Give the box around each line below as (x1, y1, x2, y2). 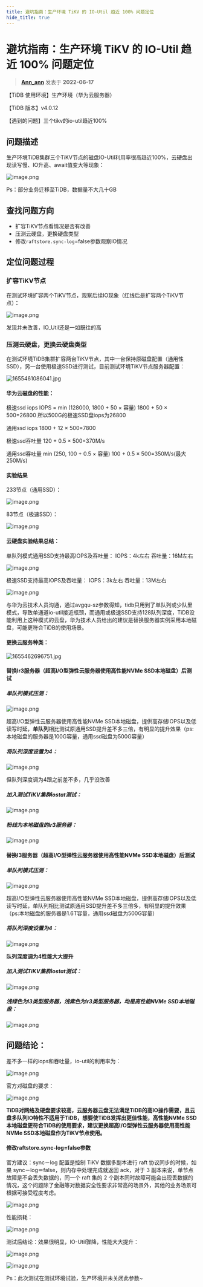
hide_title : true (6, 15, 50, 21)
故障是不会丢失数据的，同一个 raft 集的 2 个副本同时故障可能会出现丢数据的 (6, 1174, 193, 1181)
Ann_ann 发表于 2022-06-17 (21, 79, 94, 86)
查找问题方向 (6, 205, 54, 215)
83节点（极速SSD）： (6, 510, 59, 518)
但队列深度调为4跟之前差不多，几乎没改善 (6, 776, 111, 783)
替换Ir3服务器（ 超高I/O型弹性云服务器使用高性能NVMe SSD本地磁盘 (6, 667, 176, 674)
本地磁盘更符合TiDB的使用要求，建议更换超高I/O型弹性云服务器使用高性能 (6, 1121, 190, 1129)
